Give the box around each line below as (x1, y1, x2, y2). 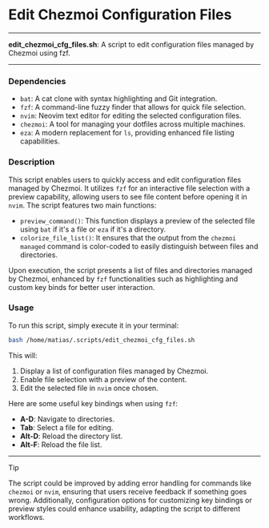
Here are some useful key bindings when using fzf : (8, 398, 179, 408)
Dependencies (8, 75, 66, 87)
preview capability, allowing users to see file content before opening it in (8, 191, 248, 201)
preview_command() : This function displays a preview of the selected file (19, 216, 255, 225)
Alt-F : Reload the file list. (19, 439, 102, 449)
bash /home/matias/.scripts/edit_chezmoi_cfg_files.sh (8, 336, 195, 344)
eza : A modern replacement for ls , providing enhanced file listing (19, 128, 235, 138)
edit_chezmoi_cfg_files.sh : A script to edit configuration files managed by (8, 39, 255, 49)
